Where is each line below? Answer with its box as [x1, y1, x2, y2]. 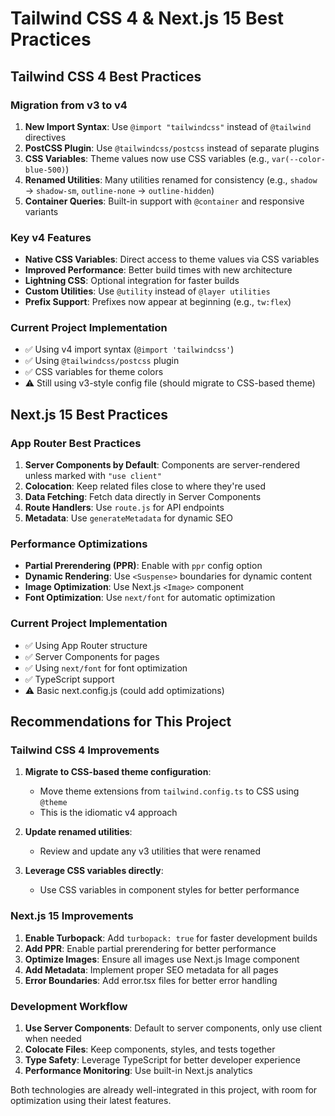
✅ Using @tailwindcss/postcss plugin [24, 355, 180, 367]
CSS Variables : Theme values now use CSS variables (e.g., [24, 152, 270, 164]
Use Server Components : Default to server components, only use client [24, 1022, 323, 1034]
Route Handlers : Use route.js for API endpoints [24, 502, 225, 514]
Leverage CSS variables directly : [24, 865, 164, 877]
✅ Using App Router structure [24, 639, 148, 651]
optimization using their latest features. [10, 1095, 172, 1107]
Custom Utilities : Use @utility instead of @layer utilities [24, 285, 271, 297]
